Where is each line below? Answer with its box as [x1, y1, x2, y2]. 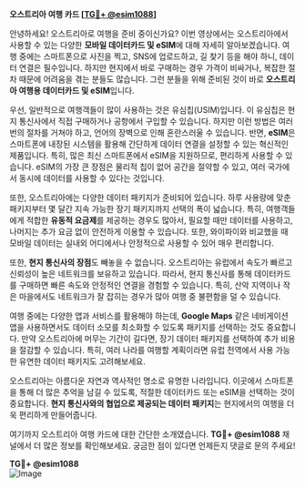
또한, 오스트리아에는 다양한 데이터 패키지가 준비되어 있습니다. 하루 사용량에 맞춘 [9, 192, 291, 203]
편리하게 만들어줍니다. [18, 410, 97, 420]
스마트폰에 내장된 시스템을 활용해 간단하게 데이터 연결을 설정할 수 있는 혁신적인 [9, 138, 290, 149]
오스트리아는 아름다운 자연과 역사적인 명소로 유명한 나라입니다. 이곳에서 [9, 375, 262, 386]
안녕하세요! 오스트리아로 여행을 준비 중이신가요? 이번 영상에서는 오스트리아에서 [9, 28, 289, 39]
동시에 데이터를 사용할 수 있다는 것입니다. [18, 173, 166, 183]
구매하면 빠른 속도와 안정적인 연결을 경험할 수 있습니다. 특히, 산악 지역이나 [18, 280, 281, 290]
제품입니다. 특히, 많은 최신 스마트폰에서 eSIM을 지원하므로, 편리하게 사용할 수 [9, 150, 284, 160]
